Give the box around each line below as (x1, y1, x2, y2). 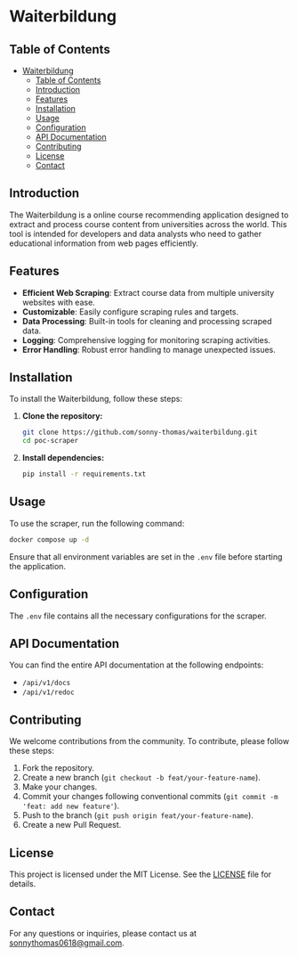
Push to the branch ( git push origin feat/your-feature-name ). (21, 810, 254, 821)
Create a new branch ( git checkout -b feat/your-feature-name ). (21, 773, 261, 783)
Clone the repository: (21, 411, 103, 421)
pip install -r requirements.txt (21, 470, 147, 478)
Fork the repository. (21, 763, 95, 773)
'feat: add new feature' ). (21, 800, 120, 812)
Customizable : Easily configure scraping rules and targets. (21, 306, 239, 317)
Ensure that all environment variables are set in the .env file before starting (9, 551, 283, 562)
